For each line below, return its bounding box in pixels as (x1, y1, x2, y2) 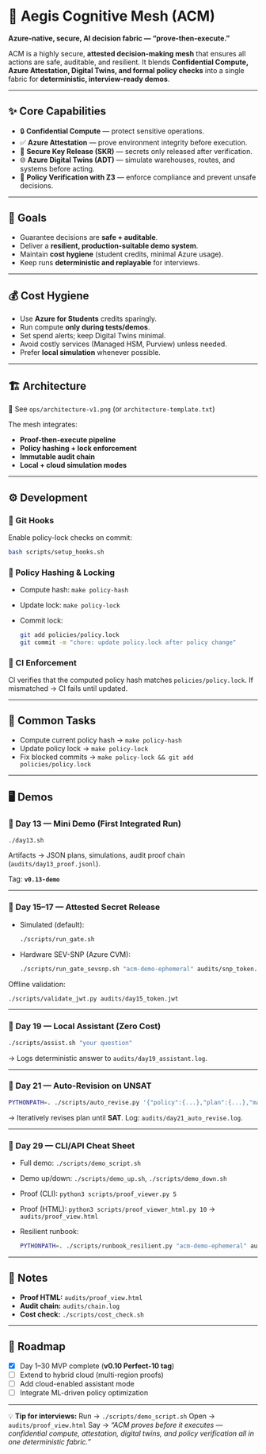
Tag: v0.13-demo (8, 874, 61, 884)
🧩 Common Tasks (8, 714, 97, 727)
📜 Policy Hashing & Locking (8, 567, 116, 578)
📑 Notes (8, 1271, 48, 1285)
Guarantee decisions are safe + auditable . (19, 232, 158, 241)
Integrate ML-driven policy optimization (19, 1387, 149, 1397)
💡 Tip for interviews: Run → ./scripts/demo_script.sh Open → (8, 1411, 215, 1421)
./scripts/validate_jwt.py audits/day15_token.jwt (8, 994, 179, 1003)
